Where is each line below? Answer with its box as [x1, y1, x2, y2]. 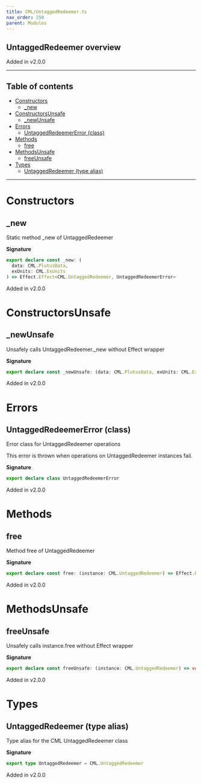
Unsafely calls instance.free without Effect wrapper [6, 642, 133, 650]
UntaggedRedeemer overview [6, 42, 121, 52]
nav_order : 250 [6, 14, 44, 20]
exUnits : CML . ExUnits [11, 268, 66, 274]
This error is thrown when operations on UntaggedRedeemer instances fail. [6, 452, 193, 460]
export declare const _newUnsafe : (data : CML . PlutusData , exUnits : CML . [6, 369, 192, 375]
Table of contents [6, 81, 73, 91]
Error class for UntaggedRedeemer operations [6, 440, 121, 448]
